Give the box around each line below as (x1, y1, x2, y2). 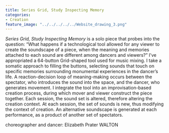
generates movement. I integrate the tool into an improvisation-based (5, 85, 152, 91)
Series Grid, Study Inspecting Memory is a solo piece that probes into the (5, 36, 160, 42)
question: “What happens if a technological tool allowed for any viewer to (5, 41, 160, 48)
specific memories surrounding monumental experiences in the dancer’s (5, 69, 158, 75)
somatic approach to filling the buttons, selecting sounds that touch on (5, 63, 155, 69)
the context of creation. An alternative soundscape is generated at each (5, 106, 157, 113)
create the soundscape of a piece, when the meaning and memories (5, 47, 150, 53)
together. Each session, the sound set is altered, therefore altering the (5, 96, 153, 102)
